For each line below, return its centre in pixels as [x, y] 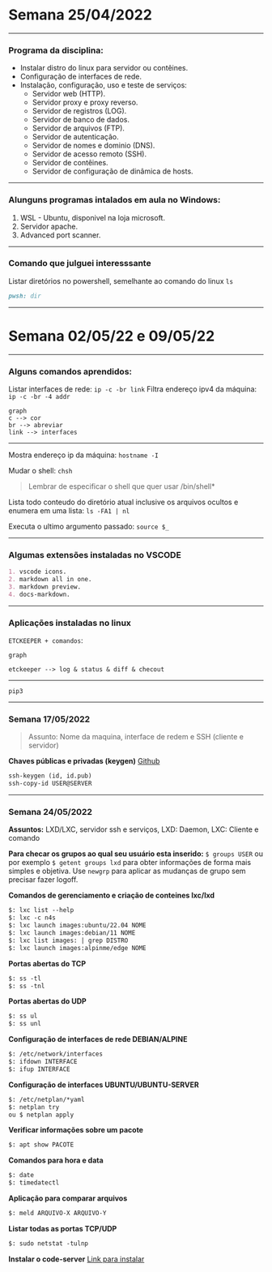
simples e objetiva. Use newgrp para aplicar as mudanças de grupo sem [127, 871]
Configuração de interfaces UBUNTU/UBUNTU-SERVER [104, 1085]
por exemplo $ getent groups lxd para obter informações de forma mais [130, 863]
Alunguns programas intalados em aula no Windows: [115, 200]
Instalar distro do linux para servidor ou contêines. [104, 68]
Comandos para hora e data [56, 1160]
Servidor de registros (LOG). [79, 111]
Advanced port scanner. [60, 235]
